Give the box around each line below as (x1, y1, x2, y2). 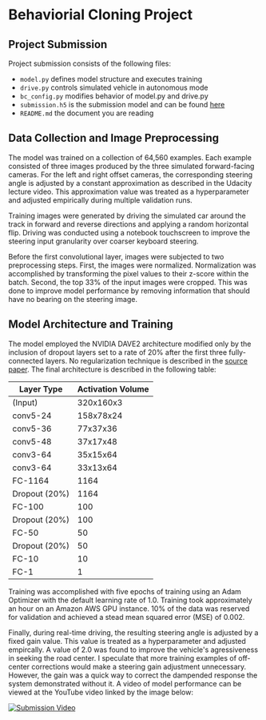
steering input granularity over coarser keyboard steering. (8, 236, 199, 246)
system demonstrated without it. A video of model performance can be (8, 678, 242, 688)
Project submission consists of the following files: (8, 58, 172, 68)
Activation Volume (77, 383, 149, 394)
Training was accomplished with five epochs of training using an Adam (8, 586, 242, 596)
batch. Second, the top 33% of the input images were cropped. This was (8, 277, 248, 287)
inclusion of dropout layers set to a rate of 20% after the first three (8, 347, 228, 357)
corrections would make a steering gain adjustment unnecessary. (31, 662, 247, 671)
